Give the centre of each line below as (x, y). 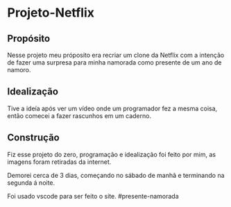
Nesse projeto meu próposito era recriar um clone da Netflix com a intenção (116, 55)
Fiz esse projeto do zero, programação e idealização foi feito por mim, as (112, 154)
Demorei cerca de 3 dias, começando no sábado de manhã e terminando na (116, 175)
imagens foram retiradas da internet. (59, 162)
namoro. (19, 70)
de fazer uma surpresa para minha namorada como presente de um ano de (114, 63)
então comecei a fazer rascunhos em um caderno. (79, 115)
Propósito (29, 39)
